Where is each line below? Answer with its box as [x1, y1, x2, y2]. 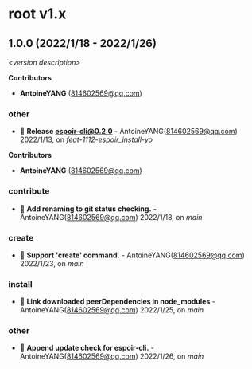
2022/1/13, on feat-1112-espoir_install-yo [19, 135, 153, 144]
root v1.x [8, 5, 67, 23]
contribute [8, 186, 50, 197]
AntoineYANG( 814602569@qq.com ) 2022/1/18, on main [19, 212, 203, 222]
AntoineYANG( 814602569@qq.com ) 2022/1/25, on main [19, 305, 204, 315]
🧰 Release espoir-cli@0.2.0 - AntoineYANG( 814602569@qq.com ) [19, 127, 238, 136]
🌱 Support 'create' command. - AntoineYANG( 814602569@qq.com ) [19, 250, 245, 260]
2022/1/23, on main [19, 258, 85, 268]
